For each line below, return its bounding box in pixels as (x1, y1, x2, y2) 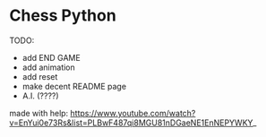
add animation (21, 62, 76, 73)
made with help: (9, 107, 69, 118)
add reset (21, 71, 58, 81)
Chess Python (9, 5, 116, 26)
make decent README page (21, 81, 127, 91)
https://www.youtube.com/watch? (70, 107, 196, 118)
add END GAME (21, 52, 81, 63)
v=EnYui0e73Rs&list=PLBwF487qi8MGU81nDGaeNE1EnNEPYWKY (9, 117, 253, 128)
